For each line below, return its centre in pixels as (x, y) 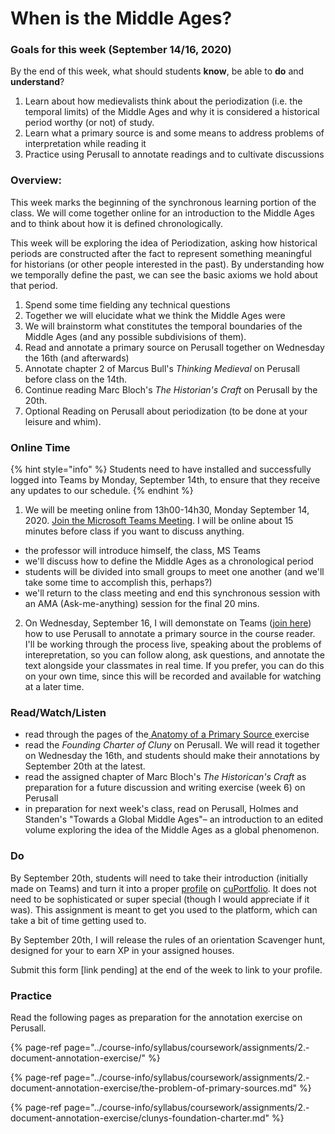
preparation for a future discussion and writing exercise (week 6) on (165, 788)
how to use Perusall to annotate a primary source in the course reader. (170, 634)
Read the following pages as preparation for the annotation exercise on (156, 1017)
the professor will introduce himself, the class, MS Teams (142, 551)
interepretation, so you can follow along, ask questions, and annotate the (175, 655)
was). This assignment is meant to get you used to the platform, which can (164, 909)
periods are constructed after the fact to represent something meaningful (161, 253)
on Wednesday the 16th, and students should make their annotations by (172, 756)
